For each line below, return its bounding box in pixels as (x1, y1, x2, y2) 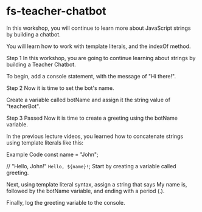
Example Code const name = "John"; (6, 151, 99, 158)
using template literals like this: (6, 138, 84, 146)
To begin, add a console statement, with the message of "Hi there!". (6, 72, 176, 80)
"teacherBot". (6, 102, 41, 110)
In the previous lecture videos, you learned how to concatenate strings (6, 132, 184, 140)
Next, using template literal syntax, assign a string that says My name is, (6, 180, 187, 188)
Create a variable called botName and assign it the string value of (6, 96, 170, 103)
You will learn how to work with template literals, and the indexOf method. (6, 43, 191, 50)
